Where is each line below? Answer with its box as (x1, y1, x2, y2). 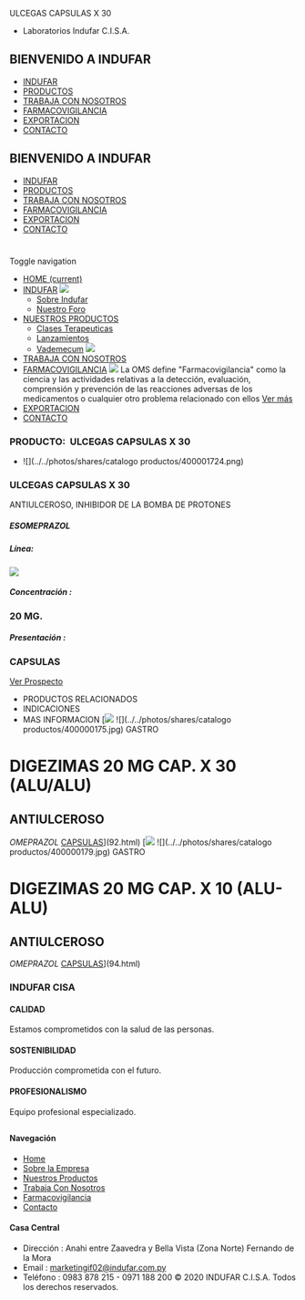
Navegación (9, 1132, 56, 1143)
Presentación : (9, 632, 66, 643)
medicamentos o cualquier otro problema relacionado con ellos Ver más (22, 392, 293, 404)
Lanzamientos (36, 332, 89, 343)
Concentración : (9, 587, 73, 598)
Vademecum (36, 343, 85, 354)
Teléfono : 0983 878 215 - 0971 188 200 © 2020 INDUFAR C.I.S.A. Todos (22, 1272, 296, 1283)
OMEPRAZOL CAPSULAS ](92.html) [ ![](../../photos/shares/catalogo (9, 837, 272, 848)
